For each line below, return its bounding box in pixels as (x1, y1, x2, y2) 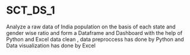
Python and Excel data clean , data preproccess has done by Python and (6, 35, 184, 43)
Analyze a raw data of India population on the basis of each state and (6, 23, 176, 30)
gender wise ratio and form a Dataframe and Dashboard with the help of (6, 29, 183, 36)
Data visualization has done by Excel (6, 42, 96, 49)
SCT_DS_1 (6, 4, 55, 17)
